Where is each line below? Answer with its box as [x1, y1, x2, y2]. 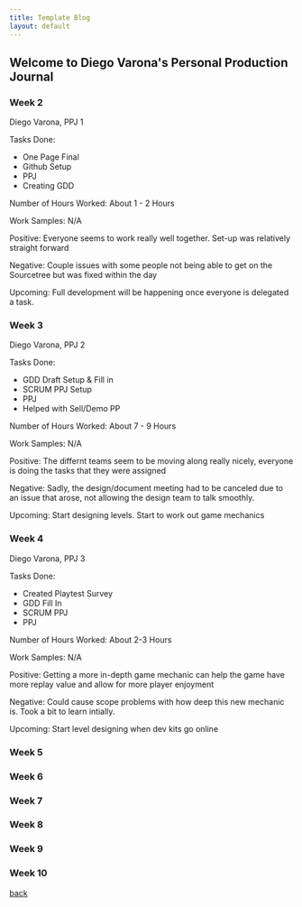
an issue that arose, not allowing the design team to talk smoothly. [9, 493, 255, 504]
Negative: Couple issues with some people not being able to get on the [9, 260, 273, 271]
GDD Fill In [22, 597, 62, 608]
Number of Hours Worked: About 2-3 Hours [9, 634, 172, 645]
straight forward [9, 243, 69, 254]
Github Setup [22, 162, 72, 172]
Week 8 [9, 819, 43, 831]
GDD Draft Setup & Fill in [22, 375, 114, 385]
